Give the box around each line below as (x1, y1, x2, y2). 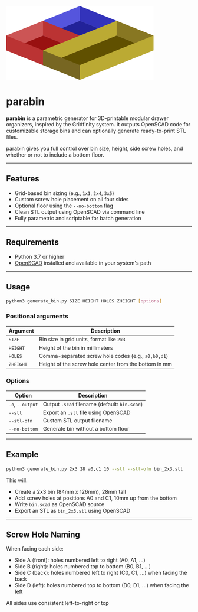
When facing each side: (6, 545, 64, 552)
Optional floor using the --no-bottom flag (14, 202, 113, 209)
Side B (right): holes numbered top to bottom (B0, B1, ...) (14, 563, 151, 570)
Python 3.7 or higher (14, 253, 65, 260)
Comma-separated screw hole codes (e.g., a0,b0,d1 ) (39, 352, 169, 359)
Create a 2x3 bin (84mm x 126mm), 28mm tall (14, 488, 126, 495)
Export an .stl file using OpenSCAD (43, 409, 131, 416)
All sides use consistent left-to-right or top (6, 600, 109, 607)
